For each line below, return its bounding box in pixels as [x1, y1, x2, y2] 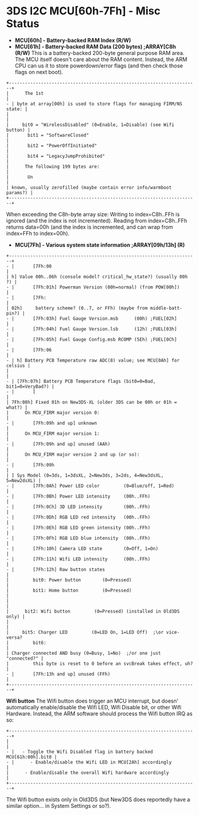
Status [6, 17, 40, 30]
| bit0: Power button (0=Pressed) [6, 577, 132, 583]
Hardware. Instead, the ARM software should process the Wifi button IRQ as [6, 710, 192, 717]
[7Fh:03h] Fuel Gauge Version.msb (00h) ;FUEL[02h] [32, 315, 178, 321]
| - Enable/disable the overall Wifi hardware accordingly [6, 770, 169, 776]
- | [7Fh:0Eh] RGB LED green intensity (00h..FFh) [6, 525, 151, 531]
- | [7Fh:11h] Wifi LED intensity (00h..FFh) [6, 556, 151, 562]
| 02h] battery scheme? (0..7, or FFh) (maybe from [6, 305, 148, 311]
